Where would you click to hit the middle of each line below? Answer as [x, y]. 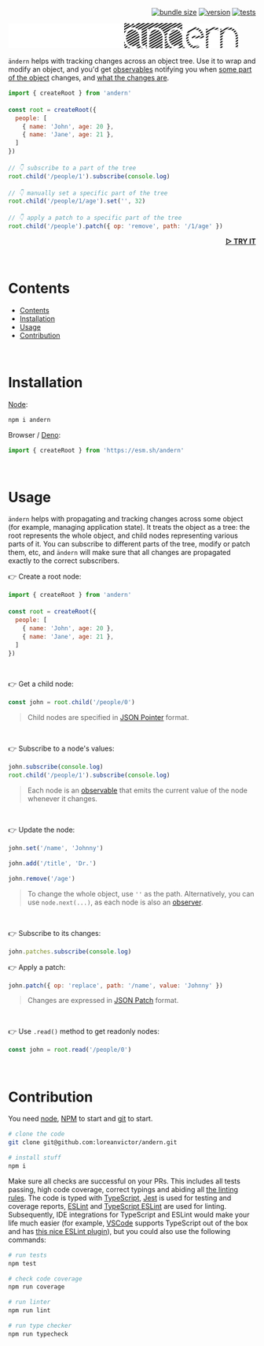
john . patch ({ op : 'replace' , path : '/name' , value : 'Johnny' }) [115, 986]
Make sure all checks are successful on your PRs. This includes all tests [125, 1181]
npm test [22, 1263]
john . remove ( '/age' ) [42, 878]
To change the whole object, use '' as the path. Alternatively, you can [141, 893]
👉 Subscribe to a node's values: [61, 748]
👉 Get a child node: [41, 684]
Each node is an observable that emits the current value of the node [137, 790]
